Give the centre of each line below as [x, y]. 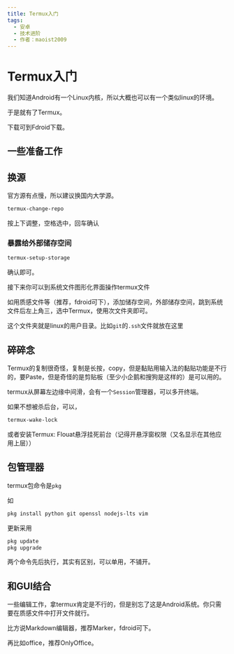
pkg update [23, 541]
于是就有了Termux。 [37, 112]
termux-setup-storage [39, 258]
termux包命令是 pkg [34, 485]
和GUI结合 [29, 586]
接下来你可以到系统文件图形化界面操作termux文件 [79, 287]
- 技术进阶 [27, 33]
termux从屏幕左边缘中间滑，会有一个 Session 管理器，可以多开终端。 [105, 392]
